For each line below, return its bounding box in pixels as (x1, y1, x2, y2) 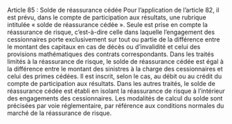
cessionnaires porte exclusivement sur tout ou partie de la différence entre (7, 35, 220, 44)
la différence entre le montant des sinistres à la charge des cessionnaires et (7, 65, 223, 73)
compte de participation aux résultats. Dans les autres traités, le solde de (7, 80, 216, 87)
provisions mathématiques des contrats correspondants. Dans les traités (7, 50, 215, 58)
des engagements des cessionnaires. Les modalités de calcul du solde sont (7, 94, 223, 103)
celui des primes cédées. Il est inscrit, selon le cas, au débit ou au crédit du (7, 72, 222, 80)
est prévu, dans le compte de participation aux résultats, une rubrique (7, 13, 206, 21)
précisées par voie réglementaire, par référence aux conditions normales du (7, 102, 224, 109)
